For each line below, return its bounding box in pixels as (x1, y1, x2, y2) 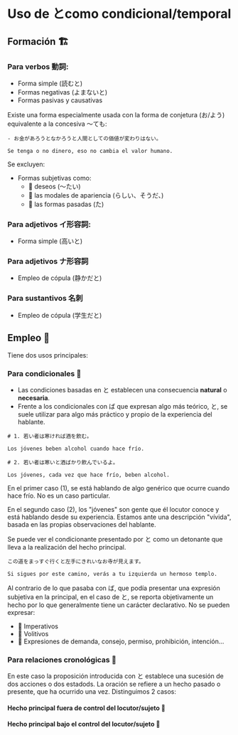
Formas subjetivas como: (17, 173, 92, 182)
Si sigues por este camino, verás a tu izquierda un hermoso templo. (7, 570, 218, 577)
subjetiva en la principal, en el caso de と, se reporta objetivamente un (7, 592, 214, 601)
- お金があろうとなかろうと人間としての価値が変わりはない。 (7, 135, 162, 142)
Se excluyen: (7, 160, 45, 168)
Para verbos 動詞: (7, 61, 69, 71)
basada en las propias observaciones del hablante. (7, 520, 156, 529)
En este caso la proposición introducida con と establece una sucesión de (7, 672, 224, 680)
